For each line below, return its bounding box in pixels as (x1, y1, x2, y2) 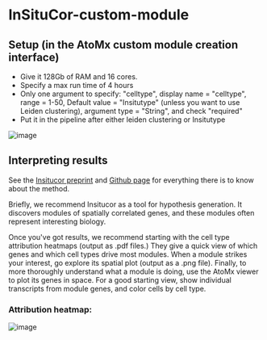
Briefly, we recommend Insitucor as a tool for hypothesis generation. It (8, 199, 243, 209)
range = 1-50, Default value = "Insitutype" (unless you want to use (19, 98, 240, 107)
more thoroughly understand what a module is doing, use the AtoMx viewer (8, 267, 259, 276)
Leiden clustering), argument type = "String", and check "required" (19, 107, 244, 115)
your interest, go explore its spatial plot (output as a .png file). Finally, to (8, 258, 247, 267)
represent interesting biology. (8, 216, 106, 226)
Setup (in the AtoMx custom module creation (8, 38, 239, 52)
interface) (8, 50, 60, 64)
